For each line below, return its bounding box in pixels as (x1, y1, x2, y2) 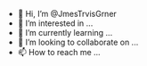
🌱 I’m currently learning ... (17, 28, 113, 37)
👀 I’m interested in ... (17, 18, 94, 29)
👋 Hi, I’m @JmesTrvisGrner (17, 9, 118, 19)
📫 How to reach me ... (17, 47, 101, 57)
